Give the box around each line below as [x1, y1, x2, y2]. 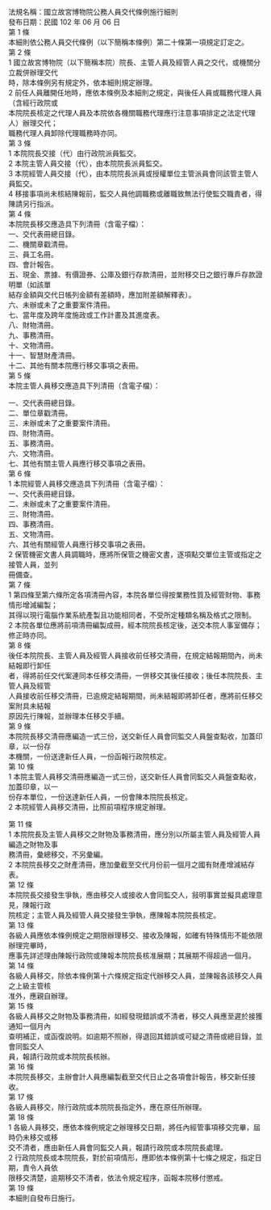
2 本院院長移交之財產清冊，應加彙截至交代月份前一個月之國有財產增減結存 [8, 860, 256, 869]
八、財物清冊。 [8, 320, 58, 330]
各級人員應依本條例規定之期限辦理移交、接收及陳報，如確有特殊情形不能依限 [8, 930, 263, 940]
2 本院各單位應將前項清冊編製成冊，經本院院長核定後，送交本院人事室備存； [8, 621, 262, 630]
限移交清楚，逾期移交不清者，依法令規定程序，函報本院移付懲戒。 [8, 1173, 227, 1183]
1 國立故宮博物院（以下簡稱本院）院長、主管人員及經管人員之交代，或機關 [8, 57, 254, 67]
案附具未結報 [8, 702, 51, 710]
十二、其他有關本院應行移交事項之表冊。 [8, 360, 143, 370]
